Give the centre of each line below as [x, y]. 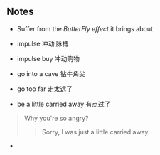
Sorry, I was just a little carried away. [96, 132]
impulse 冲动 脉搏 [43, 43]
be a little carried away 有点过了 [64, 104]
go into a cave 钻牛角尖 [51, 73]
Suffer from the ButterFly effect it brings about [85, 28]
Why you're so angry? [57, 118]
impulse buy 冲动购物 [48, 58]
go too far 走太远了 [44, 89]
